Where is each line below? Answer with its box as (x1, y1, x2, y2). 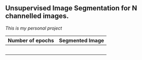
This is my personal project (5, 25, 62, 31)
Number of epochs (8, 37, 54, 44)
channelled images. (5, 12, 69, 20)
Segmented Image (59, 37, 104, 44)
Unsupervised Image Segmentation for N (5, 4, 137, 12)
